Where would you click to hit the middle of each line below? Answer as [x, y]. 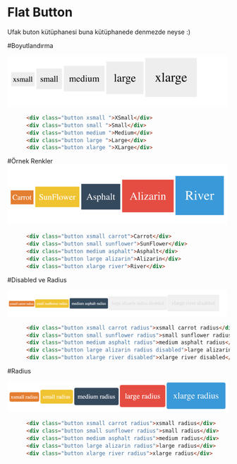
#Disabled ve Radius [37, 279]
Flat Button [40, 12]
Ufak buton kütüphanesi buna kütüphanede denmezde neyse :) [99, 32]
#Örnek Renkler [30, 161]
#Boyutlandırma [30, 45]
